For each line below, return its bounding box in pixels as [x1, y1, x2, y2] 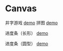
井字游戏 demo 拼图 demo [5, 20, 58, 25]
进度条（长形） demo [5, 30, 48, 36]
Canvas [5, 3, 37, 14]
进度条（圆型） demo [5, 40, 48, 47]
